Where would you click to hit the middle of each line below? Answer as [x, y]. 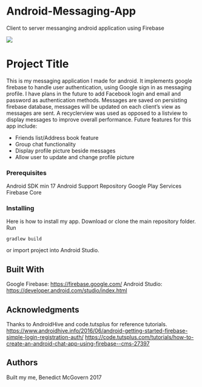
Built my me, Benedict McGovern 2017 [54, 377]
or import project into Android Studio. [53, 250]
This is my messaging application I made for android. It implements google [99, 81]
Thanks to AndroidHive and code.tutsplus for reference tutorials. [87, 324]
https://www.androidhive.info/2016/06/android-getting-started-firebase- [97, 331]
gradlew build [24, 239]
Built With [25, 269]
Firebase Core [24, 193]
